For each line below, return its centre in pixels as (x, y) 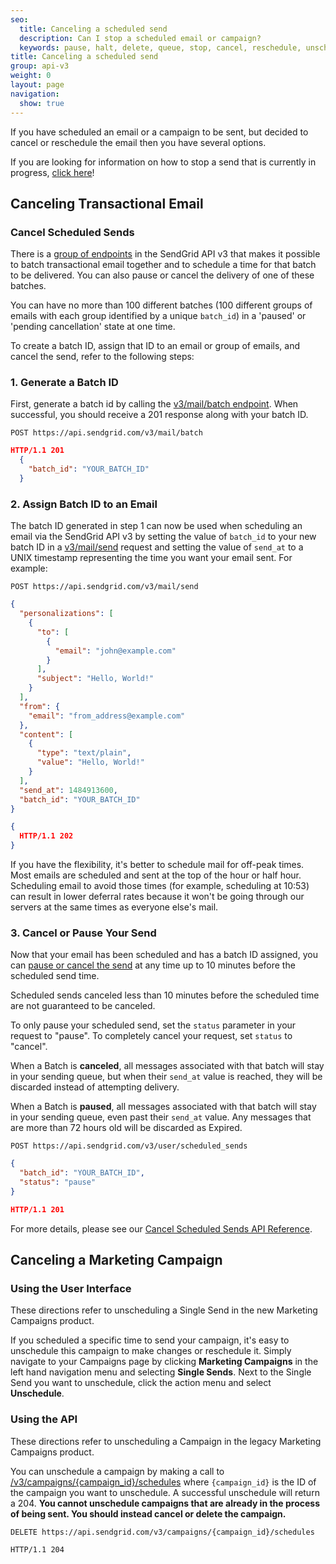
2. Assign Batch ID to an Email (84, 504)
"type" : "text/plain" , (84, 753)
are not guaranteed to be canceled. (83, 1006)
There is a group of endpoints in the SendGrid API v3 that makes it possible (165, 254)
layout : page (37, 85)
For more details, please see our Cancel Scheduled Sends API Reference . (161, 1228)
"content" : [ (46, 734)
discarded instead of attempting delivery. (95, 1087)
